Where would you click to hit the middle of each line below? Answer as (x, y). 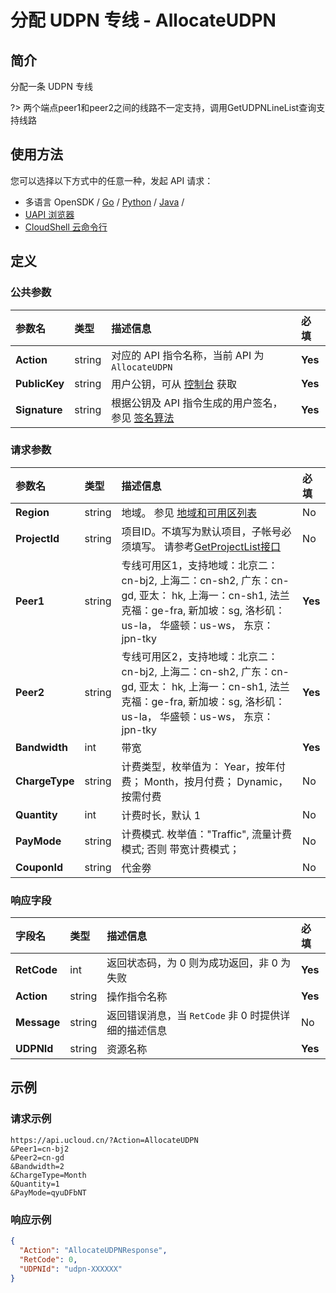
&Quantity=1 (35, 1184)
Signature (39, 409)
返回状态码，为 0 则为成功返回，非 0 (192, 963)
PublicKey (40, 383)
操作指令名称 (137, 997)
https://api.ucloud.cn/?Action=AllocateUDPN (104, 1140)
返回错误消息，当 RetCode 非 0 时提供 (193, 1016)
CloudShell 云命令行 (66, 227)
